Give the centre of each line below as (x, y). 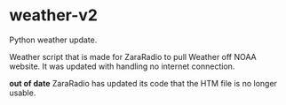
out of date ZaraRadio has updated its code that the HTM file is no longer (143, 83)
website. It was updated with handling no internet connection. (122, 66)
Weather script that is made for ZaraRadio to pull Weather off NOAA (133, 56)
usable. (23, 93)
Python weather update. (53, 40)
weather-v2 (53, 15)
